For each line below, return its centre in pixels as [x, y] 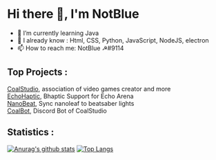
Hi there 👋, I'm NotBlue [73, 14]
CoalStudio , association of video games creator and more [89, 89]
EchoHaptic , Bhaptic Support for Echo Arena [70, 96]
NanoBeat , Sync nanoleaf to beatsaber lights [71, 103]
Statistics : [31, 132]
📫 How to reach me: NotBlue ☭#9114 [70, 48]
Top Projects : [37, 72]
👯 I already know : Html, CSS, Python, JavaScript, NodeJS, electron [113, 40]
